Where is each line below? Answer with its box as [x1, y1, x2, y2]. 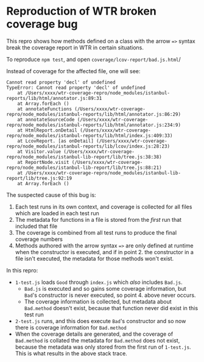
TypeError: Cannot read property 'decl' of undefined [6, 84, 146, 91]
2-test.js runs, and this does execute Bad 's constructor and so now [15, 317, 186, 324]
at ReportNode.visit [17, 159, 69, 165]
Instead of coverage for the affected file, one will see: [6, 67, 141, 74]
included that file [15, 222, 58, 230]
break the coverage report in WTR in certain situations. [6, 44, 144, 51]
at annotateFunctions [17, 105, 72, 112]
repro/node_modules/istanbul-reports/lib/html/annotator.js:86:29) [6, 111, 181, 117]
